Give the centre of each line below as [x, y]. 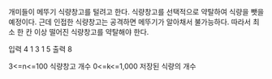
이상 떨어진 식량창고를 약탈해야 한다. [91, 32]
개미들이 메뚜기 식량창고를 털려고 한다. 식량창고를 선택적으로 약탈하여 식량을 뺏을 [136, 12]
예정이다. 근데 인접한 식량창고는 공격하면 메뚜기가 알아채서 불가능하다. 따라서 [130, 22]
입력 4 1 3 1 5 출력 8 [41, 49]
